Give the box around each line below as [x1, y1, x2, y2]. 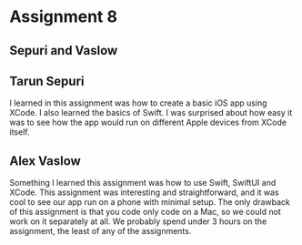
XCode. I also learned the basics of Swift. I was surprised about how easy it [9, 107, 293, 118]
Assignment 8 [9, 6, 118, 27]
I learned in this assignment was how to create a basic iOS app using [9, 97, 267, 108]
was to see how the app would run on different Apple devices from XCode [9, 117, 287, 128]
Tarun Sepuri [9, 73, 85, 88]
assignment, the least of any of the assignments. [9, 226, 192, 237]
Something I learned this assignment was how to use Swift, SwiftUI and [9, 178, 277, 189]
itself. [9, 127, 30, 138]
